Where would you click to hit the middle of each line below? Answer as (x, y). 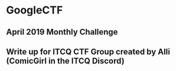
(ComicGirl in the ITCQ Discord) (66, 61)
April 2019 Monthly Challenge (62, 32)
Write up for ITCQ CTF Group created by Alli (88, 51)
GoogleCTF (35, 10)
